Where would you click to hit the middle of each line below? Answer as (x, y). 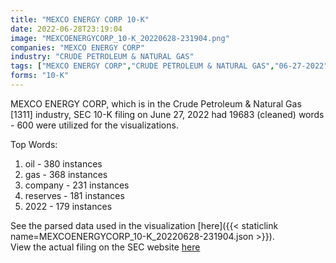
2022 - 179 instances (68, 206)
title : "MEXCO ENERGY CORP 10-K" (80, 19)
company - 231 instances (77, 185)
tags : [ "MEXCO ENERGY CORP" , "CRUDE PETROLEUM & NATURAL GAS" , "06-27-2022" (169, 66)
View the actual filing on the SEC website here (105, 247)
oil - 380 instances (63, 163)
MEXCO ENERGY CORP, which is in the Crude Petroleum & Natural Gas (156, 103)
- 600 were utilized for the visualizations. (94, 125)
